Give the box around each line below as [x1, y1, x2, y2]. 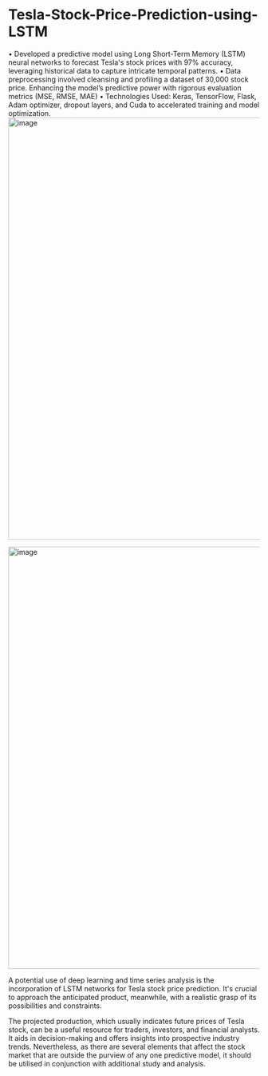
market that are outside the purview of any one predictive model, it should [8, 1050, 251, 1060]
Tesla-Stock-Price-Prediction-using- [8, 6, 258, 24]
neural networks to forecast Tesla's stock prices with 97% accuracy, [8, 58, 234, 67]
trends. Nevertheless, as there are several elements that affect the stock [8, 1042, 246, 1051]
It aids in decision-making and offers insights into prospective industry [8, 1033, 240, 1042]
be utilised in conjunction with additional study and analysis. [8, 1058, 206, 1068]
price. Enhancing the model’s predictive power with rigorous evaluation [8, 82, 242, 93]
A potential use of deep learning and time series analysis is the [8, 975, 215, 985]
